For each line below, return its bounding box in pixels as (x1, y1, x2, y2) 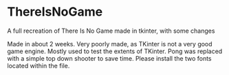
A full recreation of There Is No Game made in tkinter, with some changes (7, 27, 215, 35)
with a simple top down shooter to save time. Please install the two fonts (7, 54, 212, 62)
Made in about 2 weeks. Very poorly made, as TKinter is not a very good (7, 40, 212, 48)
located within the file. (7, 61, 70, 70)
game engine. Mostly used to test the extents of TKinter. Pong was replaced (7, 47, 223, 55)
